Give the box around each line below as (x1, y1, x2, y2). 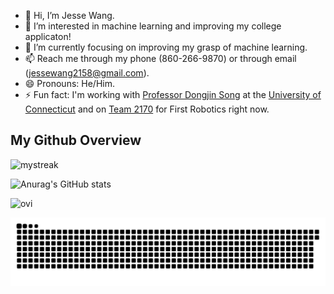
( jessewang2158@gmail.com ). (24, 67, 150, 79)
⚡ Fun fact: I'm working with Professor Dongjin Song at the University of (24, 89, 322, 100)
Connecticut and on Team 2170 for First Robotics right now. (24, 103, 270, 115)
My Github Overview (10, 132, 142, 149)
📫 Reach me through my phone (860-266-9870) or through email (24, 53, 297, 64)
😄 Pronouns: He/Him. (24, 78, 115, 89)
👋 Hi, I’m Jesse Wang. (24, 10, 115, 21)
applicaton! (24, 31, 72, 42)
